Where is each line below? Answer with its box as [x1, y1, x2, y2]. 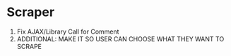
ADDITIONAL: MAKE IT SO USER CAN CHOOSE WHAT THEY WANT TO [16, 34, 225, 43]
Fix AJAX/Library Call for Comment [16, 27, 119, 36]
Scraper [6, 4, 54, 20]
